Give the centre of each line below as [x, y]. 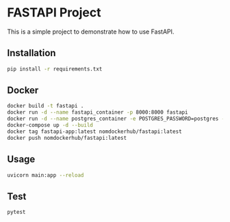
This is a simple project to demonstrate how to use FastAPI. [91, 32]
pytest [16, 212]
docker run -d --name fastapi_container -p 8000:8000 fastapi [98, 112]
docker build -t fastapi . [46, 106]
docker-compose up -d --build [50, 125]
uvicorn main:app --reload [46, 175]
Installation [31, 53]
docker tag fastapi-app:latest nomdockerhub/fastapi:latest [95, 132]
